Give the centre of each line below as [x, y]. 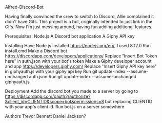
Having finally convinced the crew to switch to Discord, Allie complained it [80, 16]
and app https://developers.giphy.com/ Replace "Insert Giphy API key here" [81, 66]
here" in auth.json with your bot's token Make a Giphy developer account [79, 61]
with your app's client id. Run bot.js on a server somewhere [65, 107]
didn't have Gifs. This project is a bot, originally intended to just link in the [79, 22]
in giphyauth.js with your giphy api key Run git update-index [65, 71]
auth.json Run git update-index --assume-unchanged [83, 77]
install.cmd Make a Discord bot [36, 51]
